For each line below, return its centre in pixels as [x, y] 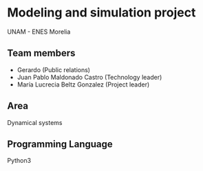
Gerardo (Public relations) [54, 69]
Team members [41, 53]
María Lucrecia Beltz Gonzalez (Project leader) [83, 84]
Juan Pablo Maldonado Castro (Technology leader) [89, 77]
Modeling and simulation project [101, 13]
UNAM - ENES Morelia [39, 32]
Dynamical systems [35, 122]
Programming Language [60, 144]
